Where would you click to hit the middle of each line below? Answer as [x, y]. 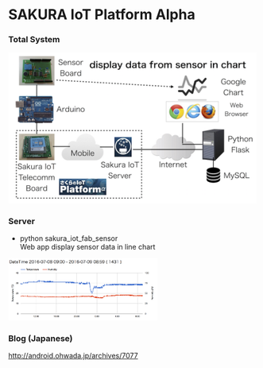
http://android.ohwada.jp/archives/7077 [73, 355]
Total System [34, 40]
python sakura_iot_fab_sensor [69, 238]
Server [22, 222]
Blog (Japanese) [41, 338]
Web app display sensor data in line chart [87, 247]
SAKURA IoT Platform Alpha [102, 15]
